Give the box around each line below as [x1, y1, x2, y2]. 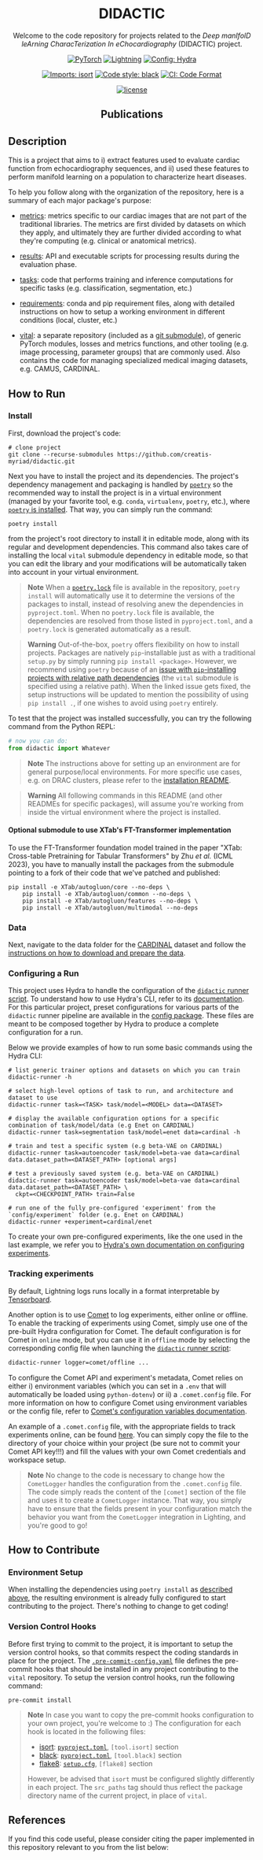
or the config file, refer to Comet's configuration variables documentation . [8, 1406, 247, 1416]
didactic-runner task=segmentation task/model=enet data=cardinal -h [8, 1128, 241, 1136]
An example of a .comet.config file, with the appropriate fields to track [8, 1421, 236, 1431]
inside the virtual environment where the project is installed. [27, 807, 221, 817]
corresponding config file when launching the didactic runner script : [8, 1343, 232, 1353]
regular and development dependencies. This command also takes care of [8, 542, 249, 551]
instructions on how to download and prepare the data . [8, 948, 186, 958]
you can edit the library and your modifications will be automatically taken [8, 558, 247, 568]
